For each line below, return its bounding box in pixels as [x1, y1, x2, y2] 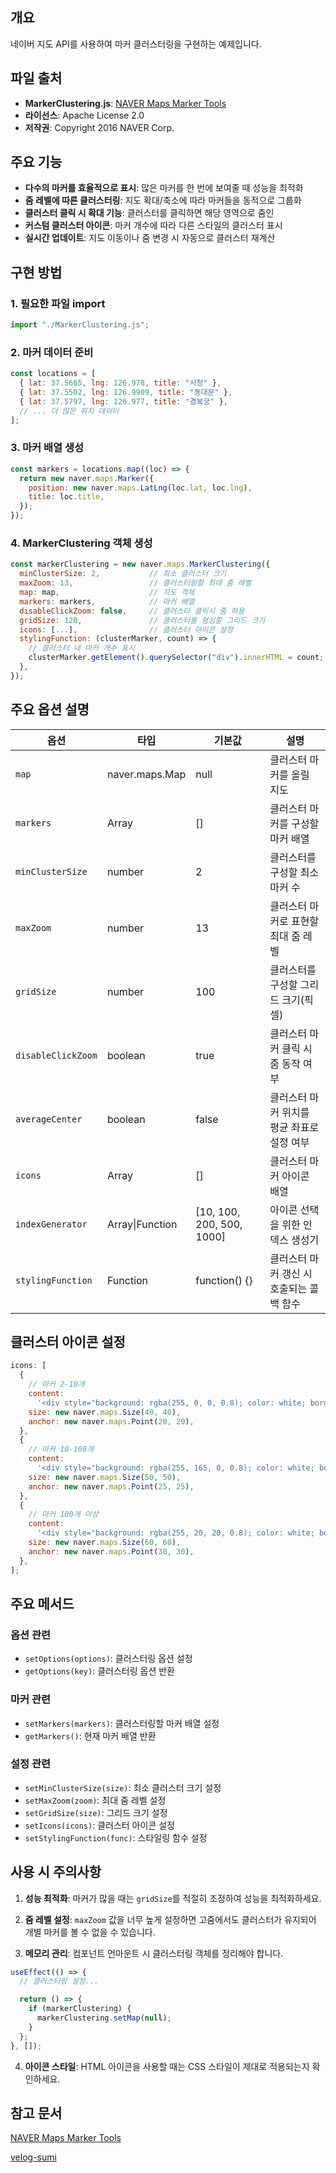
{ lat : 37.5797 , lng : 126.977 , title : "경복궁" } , [19, 396, 229, 407]
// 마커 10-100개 [28, 1444, 95, 1455]
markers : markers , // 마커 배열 [19, 596, 195, 607]
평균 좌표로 [269, 1120, 320, 1134]
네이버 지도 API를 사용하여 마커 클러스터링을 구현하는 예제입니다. [10, 38, 262, 50]
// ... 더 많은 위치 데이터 [19, 406, 120, 416]
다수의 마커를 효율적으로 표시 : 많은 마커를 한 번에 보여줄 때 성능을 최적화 [24, 182, 304, 194]
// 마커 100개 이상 [28, 1509, 99, 1520]
